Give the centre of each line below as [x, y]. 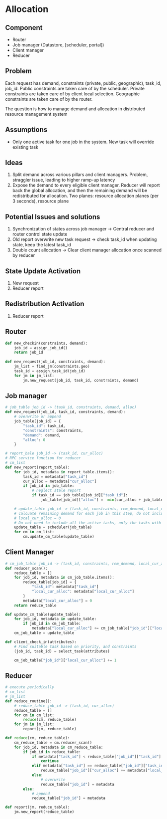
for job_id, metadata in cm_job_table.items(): [64, 578]
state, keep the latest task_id [42, 245]
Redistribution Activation [45, 304]
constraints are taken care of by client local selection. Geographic [73, 94]
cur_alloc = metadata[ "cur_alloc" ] [60, 481]
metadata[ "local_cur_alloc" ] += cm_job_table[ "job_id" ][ [92, 628]
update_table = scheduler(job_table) [53, 527]
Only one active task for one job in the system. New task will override [83, 142]
